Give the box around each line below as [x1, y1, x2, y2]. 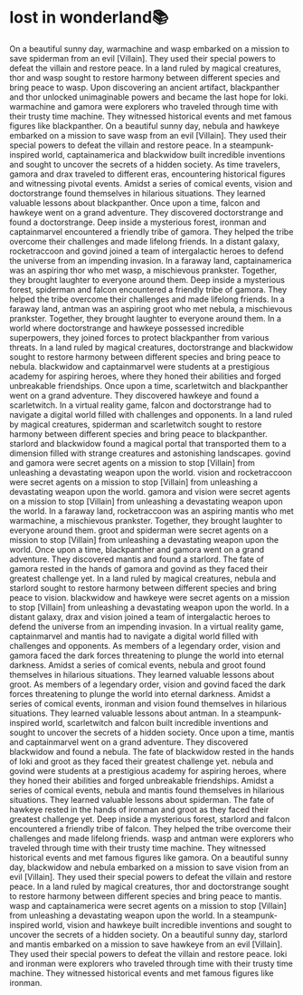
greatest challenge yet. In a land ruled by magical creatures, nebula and [9, 573, 277, 584]
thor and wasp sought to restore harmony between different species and [9, 72, 280, 82]
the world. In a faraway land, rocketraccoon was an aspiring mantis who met [9, 505, 294, 517]
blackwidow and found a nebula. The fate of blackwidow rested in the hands [9, 746, 295, 757]
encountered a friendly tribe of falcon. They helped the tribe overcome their [9, 823, 292, 834]
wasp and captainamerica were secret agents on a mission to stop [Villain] [9, 900, 287, 911]
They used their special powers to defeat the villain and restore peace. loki [9, 948, 288, 959]
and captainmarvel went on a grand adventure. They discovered [9, 736, 249, 748]
